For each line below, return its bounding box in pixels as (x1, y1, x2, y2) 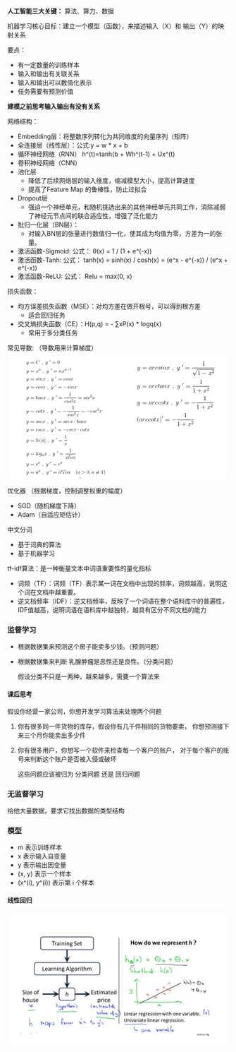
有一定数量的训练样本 (17, 61, 80, 69)
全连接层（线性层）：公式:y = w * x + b (17, 141, 128, 149)
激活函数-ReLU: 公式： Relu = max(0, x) (17, 272, 132, 280)
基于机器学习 (17, 549, 55, 558)
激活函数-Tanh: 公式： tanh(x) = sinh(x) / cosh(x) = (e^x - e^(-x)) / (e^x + (17, 256, 228, 264)
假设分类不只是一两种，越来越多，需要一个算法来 (17, 672, 160, 681)
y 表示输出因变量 (17, 861, 67, 869)
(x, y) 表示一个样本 (17, 870, 72, 878)
